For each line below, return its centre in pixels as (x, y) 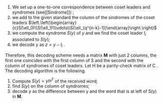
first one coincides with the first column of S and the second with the (74, 60)
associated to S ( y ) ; (31, 39)
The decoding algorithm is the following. (45, 71)
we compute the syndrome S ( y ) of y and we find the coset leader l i (79, 34)
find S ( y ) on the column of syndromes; (51, 86)
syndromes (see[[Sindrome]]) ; (43, 12)
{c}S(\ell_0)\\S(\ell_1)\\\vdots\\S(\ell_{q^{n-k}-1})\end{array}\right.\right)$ (84, 28)
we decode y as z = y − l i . (38, 45)
